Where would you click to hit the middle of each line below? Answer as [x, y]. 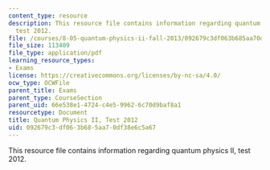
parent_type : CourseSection [55, 98]
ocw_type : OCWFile [39, 83]
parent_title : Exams [43, 90]
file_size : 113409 [39, 46]
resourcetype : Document [48, 113]
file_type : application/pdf [55, 53]
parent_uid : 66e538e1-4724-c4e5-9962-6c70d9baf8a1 [95, 105]
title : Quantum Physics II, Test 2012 [73, 120]
